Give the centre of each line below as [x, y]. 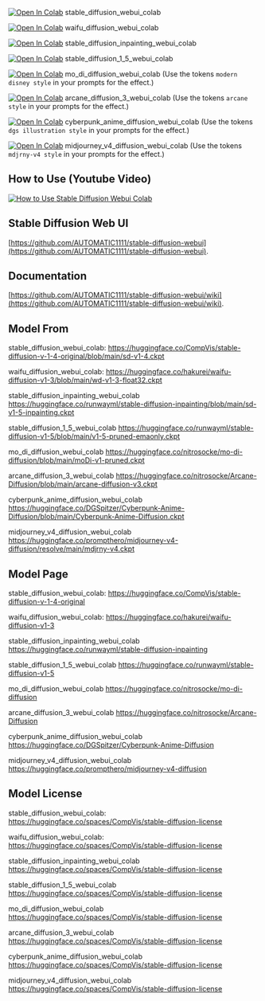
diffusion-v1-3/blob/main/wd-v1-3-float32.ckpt [86, 380]
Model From [39, 328]
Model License [45, 794]
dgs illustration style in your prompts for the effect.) [99, 130]
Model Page [39, 574]
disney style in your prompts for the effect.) [81, 82]
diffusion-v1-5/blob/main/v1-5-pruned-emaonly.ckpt [94, 436]
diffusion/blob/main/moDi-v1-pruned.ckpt [76, 460]
